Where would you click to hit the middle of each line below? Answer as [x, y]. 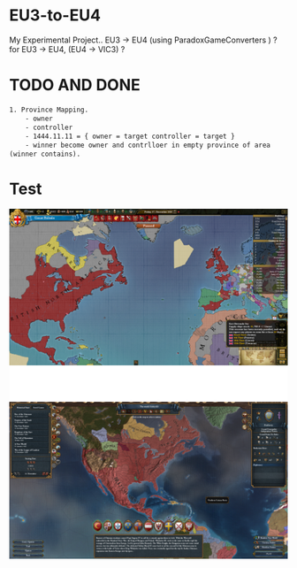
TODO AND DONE [75, 85]
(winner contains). [45, 154]
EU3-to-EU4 [55, 15]
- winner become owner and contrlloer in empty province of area [148, 145]
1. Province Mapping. [49, 110]
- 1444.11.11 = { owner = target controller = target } [130, 136]
